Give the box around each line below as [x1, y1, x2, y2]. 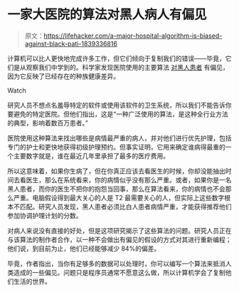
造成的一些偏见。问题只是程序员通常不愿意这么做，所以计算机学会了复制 [13, 268, 225, 276]
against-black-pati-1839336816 [24, 39, 117, 48]
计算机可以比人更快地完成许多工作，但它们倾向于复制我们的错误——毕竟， [7, 54, 225, 63]
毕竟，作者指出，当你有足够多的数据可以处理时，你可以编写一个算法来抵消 [7, 259, 225, 268]
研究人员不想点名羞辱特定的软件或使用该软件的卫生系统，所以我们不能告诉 [7, 100, 225, 109]
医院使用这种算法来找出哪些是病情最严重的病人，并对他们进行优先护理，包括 [7, 133, 232, 142]
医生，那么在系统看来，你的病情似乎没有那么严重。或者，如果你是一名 [26, 175, 232, 184]
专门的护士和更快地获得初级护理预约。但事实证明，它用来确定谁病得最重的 [7, 142, 225, 151]
